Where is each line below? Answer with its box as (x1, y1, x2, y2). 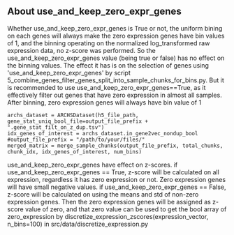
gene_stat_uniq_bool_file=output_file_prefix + (7, 118, 149, 125)
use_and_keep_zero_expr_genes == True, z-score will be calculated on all (7, 167, 220, 176)
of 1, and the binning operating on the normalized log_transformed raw (7, 38, 210, 47)
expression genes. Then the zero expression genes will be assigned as (7, 197, 211, 206)
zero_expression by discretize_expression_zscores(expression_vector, (7, 212, 209, 220)
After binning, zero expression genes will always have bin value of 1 (7, 98, 202, 107)
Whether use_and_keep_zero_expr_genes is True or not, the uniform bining (7, 24, 223, 32)
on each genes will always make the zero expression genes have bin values (7, 31, 225, 40)
